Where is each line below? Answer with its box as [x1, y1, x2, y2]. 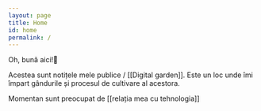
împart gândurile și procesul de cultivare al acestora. [8, 79, 180, 88]
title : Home [8, 19, 48, 27]
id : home [8, 26, 37, 34]
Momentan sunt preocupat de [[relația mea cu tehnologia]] [8, 94, 200, 103]
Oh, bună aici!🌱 [8, 55, 58, 65]
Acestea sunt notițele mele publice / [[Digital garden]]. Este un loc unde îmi [8, 70, 254, 80]
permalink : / [8, 33, 52, 42]
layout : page [8, 11, 52, 20]
